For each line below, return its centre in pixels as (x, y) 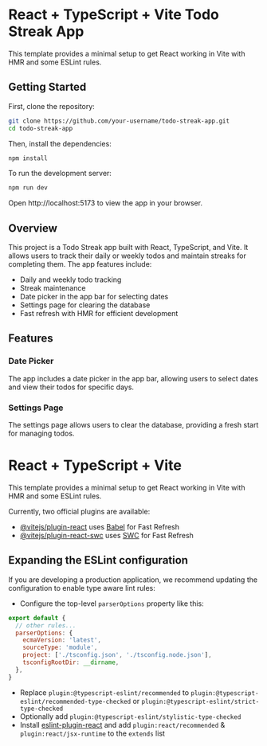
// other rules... (46, 625)
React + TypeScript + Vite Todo (114, 15)
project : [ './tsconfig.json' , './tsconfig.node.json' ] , (118, 655)
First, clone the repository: (52, 106)
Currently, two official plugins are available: (79, 511)
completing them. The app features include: (80, 264)
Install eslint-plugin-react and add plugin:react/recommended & (122, 725)
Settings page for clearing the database (85, 305)
